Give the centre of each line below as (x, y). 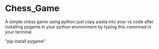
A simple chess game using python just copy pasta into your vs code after (79, 22)
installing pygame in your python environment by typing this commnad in (78, 26)
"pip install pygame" (25, 41)
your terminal (18, 32)
